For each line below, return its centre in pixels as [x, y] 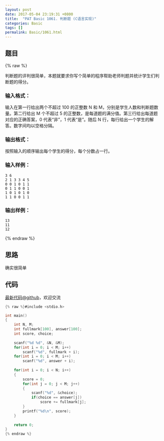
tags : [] [14, 28]
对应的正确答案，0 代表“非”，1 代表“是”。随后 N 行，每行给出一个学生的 [77, 120]
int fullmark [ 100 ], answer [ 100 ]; [48, 329]
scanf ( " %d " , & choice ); [54, 393]
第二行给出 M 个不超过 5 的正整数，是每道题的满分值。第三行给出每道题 [86, 114]
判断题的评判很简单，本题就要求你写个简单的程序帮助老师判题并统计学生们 [80, 75]
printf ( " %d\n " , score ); [47, 411]
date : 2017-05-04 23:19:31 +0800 [39, 14]
